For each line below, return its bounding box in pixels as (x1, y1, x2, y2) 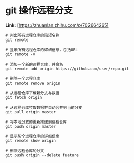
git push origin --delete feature (5, 152, 79, 158)
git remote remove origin (5, 80, 60, 86)
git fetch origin (5, 95, 42, 100)
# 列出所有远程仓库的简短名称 (5, 33, 60, 38)
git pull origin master (5, 109, 56, 114)
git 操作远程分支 (5, 5, 73, 16)
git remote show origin (5, 138, 56, 144)
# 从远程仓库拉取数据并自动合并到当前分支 (5, 105, 83, 110)
